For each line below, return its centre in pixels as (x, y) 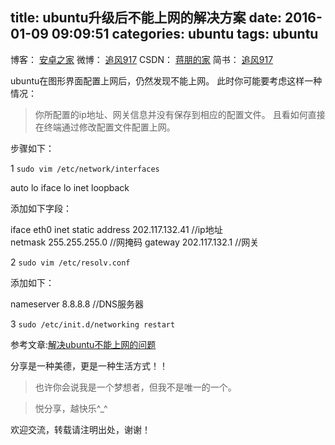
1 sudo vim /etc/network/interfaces (85, 168)
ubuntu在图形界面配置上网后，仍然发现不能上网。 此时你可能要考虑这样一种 (166, 80)
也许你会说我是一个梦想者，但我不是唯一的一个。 (135, 387)
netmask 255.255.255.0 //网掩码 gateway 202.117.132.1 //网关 (135, 242)
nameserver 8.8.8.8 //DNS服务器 (77, 304)
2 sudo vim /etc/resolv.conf (70, 262)
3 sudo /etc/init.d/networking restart (93, 324)
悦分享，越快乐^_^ (71, 408)
